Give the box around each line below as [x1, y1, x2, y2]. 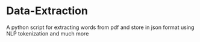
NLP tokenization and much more [6, 30, 89, 37]
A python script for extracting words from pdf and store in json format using [6, 24, 195, 31]
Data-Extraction [6, 4, 89, 18]
